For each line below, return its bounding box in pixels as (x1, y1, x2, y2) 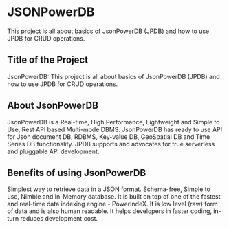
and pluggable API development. (7, 147, 100, 155)
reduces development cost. (20, 215, 98, 223)
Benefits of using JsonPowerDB (7, 166, 146, 179)
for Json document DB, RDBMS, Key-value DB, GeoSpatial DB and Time (7, 132, 210, 141)
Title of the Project (7, 54, 88, 66)
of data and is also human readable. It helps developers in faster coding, (7, 207, 212, 215)
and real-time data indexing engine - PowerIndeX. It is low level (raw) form (7, 200, 218, 208)
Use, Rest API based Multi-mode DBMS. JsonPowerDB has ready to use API (7, 125, 222, 133)
